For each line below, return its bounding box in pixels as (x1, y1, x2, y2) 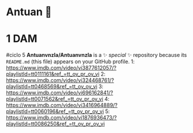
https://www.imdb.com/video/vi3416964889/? (6, 102, 118, 109)
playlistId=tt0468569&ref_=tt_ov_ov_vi (6, 83, 98, 90)
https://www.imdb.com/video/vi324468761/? (6, 77, 114, 84)
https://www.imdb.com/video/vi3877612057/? (6, 64, 117, 71)
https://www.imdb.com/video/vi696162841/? (6, 89, 113, 96)
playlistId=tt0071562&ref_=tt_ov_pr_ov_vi (6, 96, 104, 103)
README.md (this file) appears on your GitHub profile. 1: (6, 58, 135, 65)
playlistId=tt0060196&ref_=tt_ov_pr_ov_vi (6, 108, 104, 115)
